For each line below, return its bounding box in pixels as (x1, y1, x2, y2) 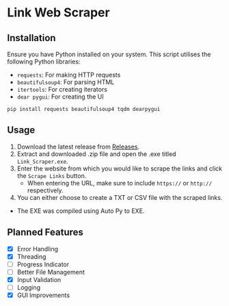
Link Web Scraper (7, 5, 111, 21)
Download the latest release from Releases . (16, 142, 140, 151)
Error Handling (16, 244, 59, 253)
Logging (16, 283, 41, 292)
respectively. (27, 186, 64, 194)
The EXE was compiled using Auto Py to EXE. (16, 207, 145, 215)
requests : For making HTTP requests (16, 71, 121, 79)
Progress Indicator (16, 260, 70, 268)
